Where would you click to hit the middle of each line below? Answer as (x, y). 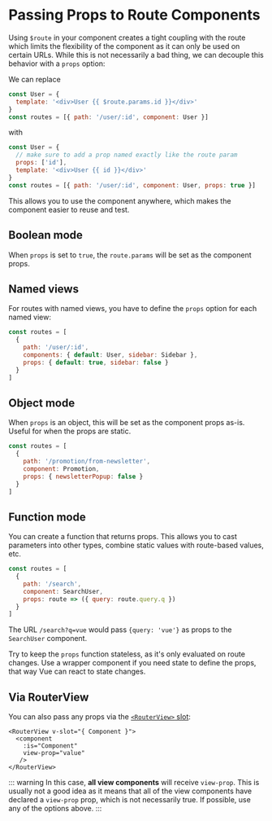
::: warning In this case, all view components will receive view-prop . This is (134, 783)
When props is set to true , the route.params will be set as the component (130, 255)
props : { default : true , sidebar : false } (96, 362)
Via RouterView (49, 697)
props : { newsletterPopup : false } (83, 476)
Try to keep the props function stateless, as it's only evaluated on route (127, 654)
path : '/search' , (52, 584)
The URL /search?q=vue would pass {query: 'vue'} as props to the (120, 630)
